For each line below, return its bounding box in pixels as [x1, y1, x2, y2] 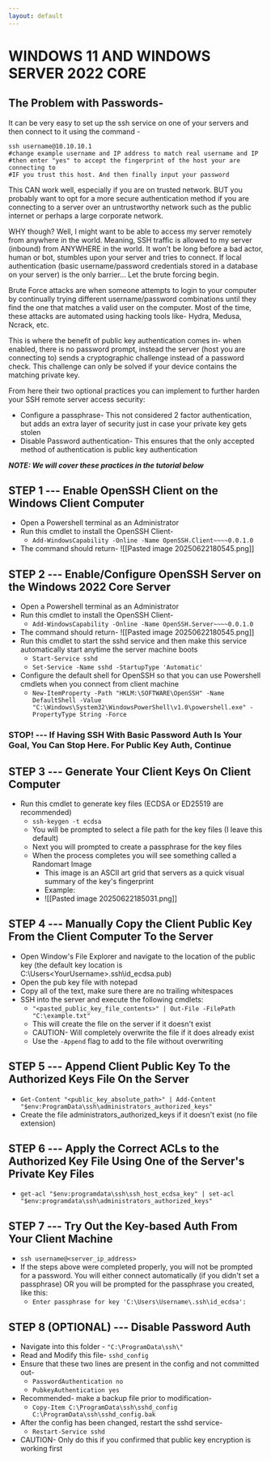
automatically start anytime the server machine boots [19, 644, 198, 654]
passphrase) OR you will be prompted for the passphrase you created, [19, 1279, 255, 1289]
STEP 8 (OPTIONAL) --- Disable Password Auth [8, 1320, 251, 1334]
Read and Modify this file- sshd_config [19, 1351, 149, 1360]
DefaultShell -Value [32, 696, 102, 705]
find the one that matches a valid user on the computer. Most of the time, [8, 302, 252, 312]
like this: [19, 1288, 49, 1298]
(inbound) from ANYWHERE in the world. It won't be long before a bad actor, [8, 243, 264, 253]
